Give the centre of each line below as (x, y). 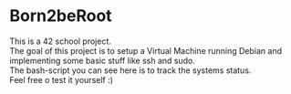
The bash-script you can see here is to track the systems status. (130, 70)
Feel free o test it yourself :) (62, 79)
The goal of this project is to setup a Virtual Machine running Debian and (146, 50)
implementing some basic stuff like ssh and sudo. (103, 60)
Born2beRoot (61, 16)
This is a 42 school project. (61, 41)
